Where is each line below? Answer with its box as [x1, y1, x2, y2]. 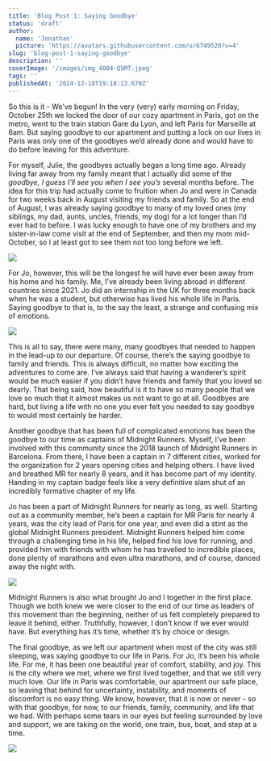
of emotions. [8, 311, 51, 320]
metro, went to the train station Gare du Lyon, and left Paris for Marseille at [8, 119, 256, 128]
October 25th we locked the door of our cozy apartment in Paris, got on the [8, 110, 260, 119]
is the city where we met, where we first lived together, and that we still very [8, 667, 262, 678]
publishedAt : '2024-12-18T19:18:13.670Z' [8, 79, 150, 87]
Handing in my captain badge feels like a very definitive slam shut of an [8, 477, 246, 487]
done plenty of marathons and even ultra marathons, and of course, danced [8, 553, 261, 562]
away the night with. [8, 562, 76, 571]
